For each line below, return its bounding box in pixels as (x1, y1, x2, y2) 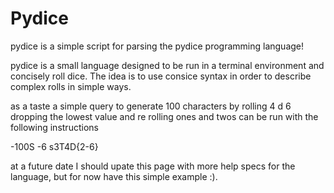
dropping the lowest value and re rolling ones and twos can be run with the (10, 110, 319, 122)
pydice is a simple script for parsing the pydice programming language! (10, 40, 305, 52)
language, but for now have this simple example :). (10, 170, 218, 182)
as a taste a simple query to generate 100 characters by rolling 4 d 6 (10, 100, 292, 112)
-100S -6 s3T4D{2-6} (10, 140, 99, 152)
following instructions (10, 121, 99, 133)
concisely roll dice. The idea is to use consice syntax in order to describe (10, 70, 312, 82)
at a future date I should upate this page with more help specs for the (10, 160, 296, 172)
